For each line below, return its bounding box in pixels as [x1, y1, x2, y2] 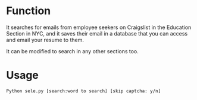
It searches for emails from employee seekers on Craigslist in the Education [6, 24, 192, 31]
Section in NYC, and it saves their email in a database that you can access [6, 30, 188, 37]
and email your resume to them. [6, 36, 85, 43]
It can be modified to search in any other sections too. [6, 47, 139, 54]
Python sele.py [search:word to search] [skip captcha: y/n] [6, 88, 161, 94]
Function [6, 4, 51, 18]
